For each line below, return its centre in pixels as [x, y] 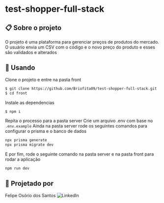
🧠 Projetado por [29, 184]
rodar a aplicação [23, 159]
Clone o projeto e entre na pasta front [43, 79]
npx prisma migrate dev [29, 145]
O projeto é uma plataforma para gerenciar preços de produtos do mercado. [82, 42]
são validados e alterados [31, 52]
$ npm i [13, 111]
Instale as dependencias [30, 102]
